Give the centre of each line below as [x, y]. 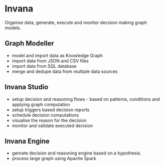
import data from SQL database [44, 66]
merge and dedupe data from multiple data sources [65, 71]
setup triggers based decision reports [51, 110]
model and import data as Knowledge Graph [57, 55]
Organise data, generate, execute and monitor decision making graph [76, 22]
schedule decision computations [45, 115]
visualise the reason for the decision [49, 120]
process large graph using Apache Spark [54, 159]
